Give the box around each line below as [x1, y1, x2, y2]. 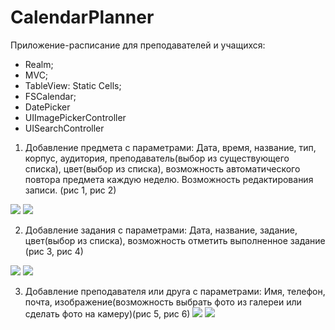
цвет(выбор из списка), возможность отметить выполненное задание [24, 234, 326, 246]
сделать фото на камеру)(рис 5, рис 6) [24, 307, 191, 320]
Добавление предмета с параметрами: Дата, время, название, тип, [24, 141, 317, 153]
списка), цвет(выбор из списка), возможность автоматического [24, 162, 301, 175]
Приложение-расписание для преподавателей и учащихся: [10, 39, 266, 51]
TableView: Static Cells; [24, 79, 122, 91]
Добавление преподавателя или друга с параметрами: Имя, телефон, [24, 285, 326, 297]
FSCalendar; [24, 90, 77, 102]
